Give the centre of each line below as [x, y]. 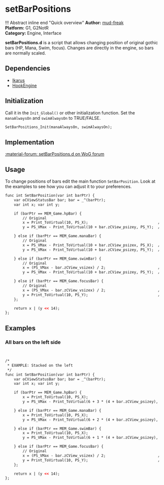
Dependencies [28, 68]
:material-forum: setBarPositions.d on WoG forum [55, 154]
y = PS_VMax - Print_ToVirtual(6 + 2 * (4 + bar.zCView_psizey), [91, 420]
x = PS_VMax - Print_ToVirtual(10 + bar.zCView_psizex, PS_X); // [92, 245]
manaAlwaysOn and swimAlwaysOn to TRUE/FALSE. [53, 118]
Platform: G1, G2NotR [27, 27]
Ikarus [19, 80]
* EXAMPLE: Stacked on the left [40, 365]
